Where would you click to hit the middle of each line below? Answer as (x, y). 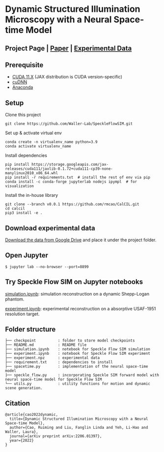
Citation (18, 403)
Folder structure (30, 329)
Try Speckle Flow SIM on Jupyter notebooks (74, 282)
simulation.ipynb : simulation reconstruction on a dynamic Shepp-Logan (77, 294)
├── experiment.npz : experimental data (52, 358)
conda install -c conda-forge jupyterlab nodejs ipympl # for (71, 182)
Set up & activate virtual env (34, 133)
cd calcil (15, 209)
